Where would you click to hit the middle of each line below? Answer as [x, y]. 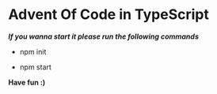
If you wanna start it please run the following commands [104, 36]
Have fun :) [27, 82]
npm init [33, 51]
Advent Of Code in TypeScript [109, 15]
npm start [35, 67]
